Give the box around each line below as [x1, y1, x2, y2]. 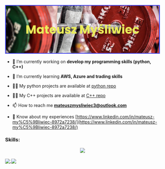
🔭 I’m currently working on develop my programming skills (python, [12, 59, 151, 65]
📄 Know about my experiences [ [12, 113, 77, 120]
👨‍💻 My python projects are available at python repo [12, 83, 116, 89]
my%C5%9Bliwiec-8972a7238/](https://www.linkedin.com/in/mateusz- [12, 119, 157, 125]
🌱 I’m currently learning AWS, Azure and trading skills [12, 73, 123, 79]
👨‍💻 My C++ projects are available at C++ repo [12, 92, 106, 98]
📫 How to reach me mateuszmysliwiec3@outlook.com [12, 102, 127, 108]
